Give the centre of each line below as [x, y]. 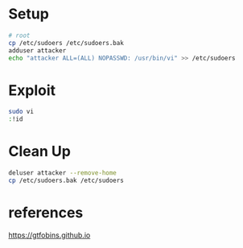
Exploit [32, 90]
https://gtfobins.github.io [49, 235]
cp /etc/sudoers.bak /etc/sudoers [66, 180]
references [46, 213]
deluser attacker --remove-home [62, 173]
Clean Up [39, 152]
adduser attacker [37, 50]
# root [19, 35]
